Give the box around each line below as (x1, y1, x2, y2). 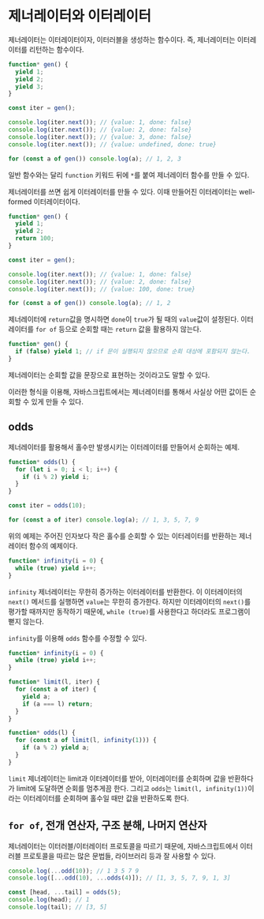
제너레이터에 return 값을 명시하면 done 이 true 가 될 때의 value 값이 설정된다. (8, 314, 239, 324)
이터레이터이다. (33, 197, 80, 206)
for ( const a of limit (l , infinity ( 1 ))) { (15, 736, 157, 744)
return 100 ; (15, 235, 55, 243)
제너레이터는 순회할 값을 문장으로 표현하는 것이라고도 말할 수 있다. (8, 370, 210, 379)
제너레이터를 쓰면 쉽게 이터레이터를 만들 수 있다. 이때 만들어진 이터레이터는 (8, 186, 238, 196)
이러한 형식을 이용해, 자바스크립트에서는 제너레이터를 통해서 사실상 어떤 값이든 (8, 386, 248, 396)
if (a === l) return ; (22, 700, 93, 708)
